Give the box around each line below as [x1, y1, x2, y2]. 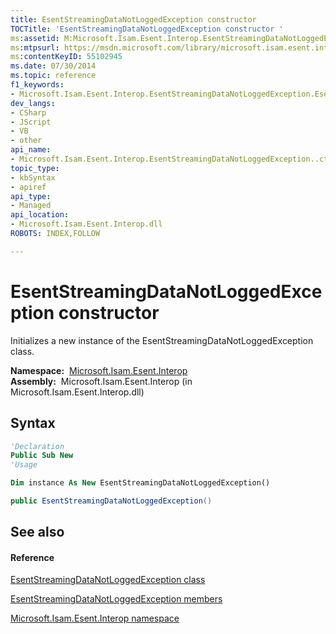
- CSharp [10, 107, 47, 118]
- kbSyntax [10, 172, 56, 183]
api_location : [10, 210, 70, 220]
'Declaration [10, 441, 65, 451]
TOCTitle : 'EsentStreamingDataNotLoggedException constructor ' [10, 24, 284, 34]
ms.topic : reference [10, 71, 97, 81]
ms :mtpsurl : [10, 42, 60, 53]
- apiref [10, 182, 47, 192]
